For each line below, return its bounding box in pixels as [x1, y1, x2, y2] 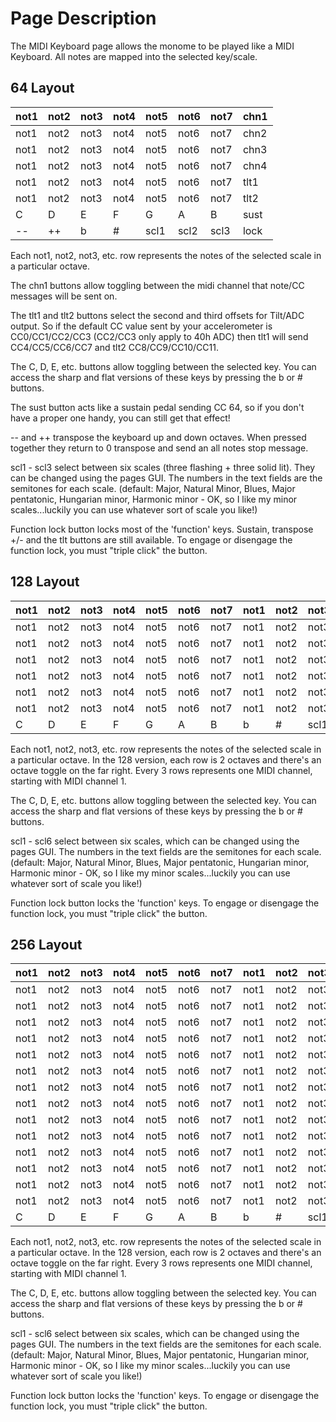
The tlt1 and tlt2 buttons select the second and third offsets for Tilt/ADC [10, 309, 305, 321]
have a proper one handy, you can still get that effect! [10, 412, 231, 424]
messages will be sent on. [10, 290, 118, 302]
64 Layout [10, 80, 75, 97]
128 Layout [10, 573, 80, 591]
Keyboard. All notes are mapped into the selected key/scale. [10, 50, 258, 62]
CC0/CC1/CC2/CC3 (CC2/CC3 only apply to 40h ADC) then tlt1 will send [10, 330, 309, 342]
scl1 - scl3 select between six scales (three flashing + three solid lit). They [10, 461, 316, 473]
